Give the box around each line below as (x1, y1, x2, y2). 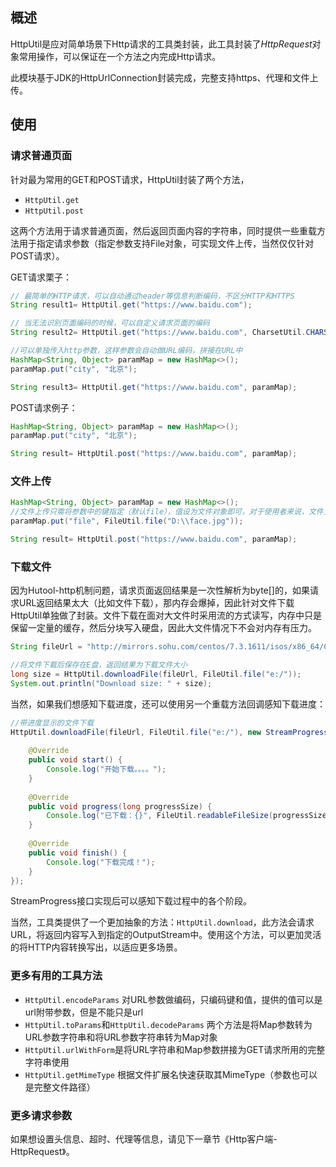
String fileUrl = (10, 642, 83, 652)
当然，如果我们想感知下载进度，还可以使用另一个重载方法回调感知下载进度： (10, 698, 326, 710)
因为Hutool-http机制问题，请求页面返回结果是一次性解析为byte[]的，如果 (10, 584, 310, 597)
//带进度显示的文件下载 (10, 718, 95, 728)
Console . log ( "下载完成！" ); (46, 857, 156, 867)
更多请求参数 (10, 1108, 73, 1122)
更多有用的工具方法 (10, 969, 103, 983)
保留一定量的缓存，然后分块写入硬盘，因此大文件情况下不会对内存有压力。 (10, 622, 317, 634)
